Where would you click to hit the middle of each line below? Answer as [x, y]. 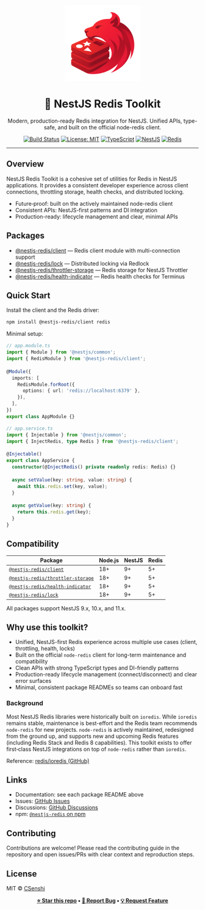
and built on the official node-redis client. [110, 127]
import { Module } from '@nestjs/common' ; [61, 352]
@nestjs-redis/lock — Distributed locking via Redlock [82, 263]
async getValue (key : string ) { [52, 506]
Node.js [109, 560]
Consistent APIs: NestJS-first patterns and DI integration [86, 210]
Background [25, 703]
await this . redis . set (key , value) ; [63, 486]
